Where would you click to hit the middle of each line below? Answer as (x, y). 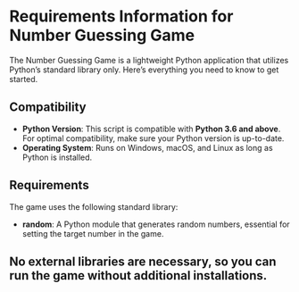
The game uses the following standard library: (94, 206)
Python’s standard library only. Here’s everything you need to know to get (144, 70)
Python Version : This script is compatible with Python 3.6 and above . (151, 129)
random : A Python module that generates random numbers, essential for (156, 224)
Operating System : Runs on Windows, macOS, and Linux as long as (148, 147)
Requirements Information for (121, 17)
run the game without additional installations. (138, 275)
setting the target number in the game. (93, 233)
